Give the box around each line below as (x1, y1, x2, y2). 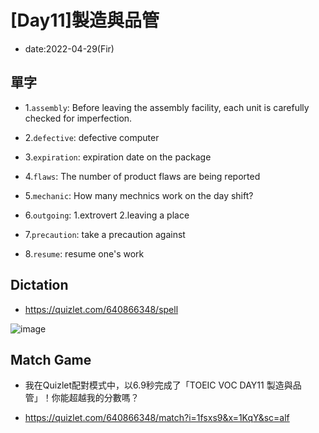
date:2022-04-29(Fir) (24, 42, 115, 55)
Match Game (10, 351, 92, 368)
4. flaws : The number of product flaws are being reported (24, 170, 261, 182)
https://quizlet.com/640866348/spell (24, 303, 179, 315)
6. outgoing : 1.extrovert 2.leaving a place (24, 209, 190, 221)
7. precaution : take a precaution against (24, 228, 186, 240)
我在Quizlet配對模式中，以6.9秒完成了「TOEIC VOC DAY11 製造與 (24, 379, 293, 391)
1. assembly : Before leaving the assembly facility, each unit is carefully (24, 101, 310, 113)
